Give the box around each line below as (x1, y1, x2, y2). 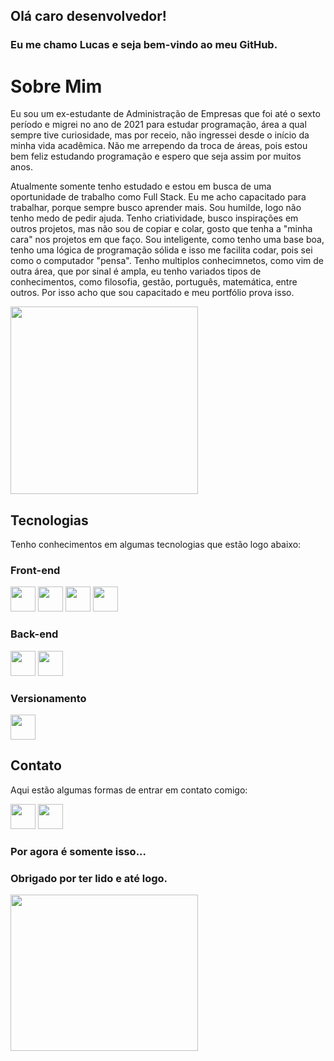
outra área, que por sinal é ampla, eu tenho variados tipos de (10, 265, 262, 278)
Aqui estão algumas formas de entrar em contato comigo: (10, 784, 248, 796)
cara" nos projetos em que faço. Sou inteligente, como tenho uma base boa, (10, 234, 325, 246)
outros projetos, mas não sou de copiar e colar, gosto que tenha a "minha (10, 223, 313, 235)
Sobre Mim (10, 75, 103, 98)
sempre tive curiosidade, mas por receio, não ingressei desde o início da (10, 129, 310, 141)
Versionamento (10, 691, 87, 705)
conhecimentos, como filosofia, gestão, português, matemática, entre (10, 276, 298, 288)
